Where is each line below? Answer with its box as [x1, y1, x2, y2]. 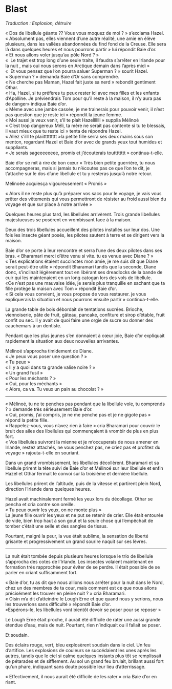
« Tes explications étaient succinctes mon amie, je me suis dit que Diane [5, 258, 158, 264]
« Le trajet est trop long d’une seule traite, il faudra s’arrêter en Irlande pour [5, 57, 165, 63]
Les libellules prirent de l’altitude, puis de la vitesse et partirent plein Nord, [5, 480, 162, 487]
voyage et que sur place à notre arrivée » [5, 201, 92, 207]
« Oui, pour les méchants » [5, 380, 62, 387]
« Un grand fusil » [5, 369, 43, 375]
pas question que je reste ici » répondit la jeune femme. [5, 111, 123, 118]
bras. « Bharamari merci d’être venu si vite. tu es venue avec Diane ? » [5, 253, 154, 259]
